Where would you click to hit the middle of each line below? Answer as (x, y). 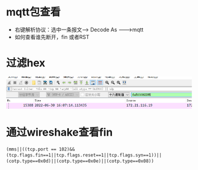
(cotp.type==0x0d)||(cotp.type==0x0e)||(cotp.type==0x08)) (80, 161)
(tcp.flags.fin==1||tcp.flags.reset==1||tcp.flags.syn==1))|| (84, 155)
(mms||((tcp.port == (32, 149)
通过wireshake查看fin (60, 132)
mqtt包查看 (33, 12)
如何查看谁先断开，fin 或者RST (52, 37)
